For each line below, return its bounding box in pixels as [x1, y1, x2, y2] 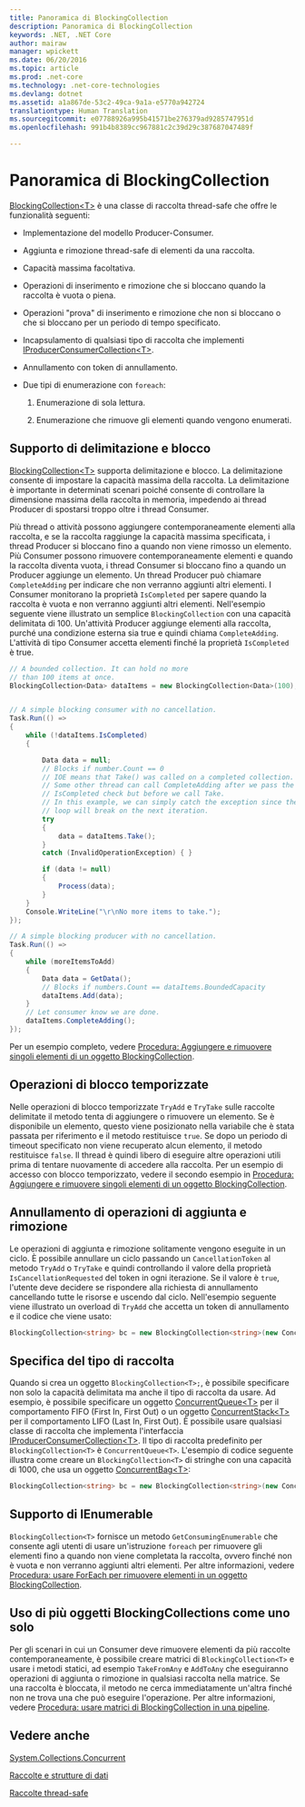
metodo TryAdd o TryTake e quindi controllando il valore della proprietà [9, 1262, 272, 1273]
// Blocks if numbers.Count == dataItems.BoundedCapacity [42, 982, 266, 992]
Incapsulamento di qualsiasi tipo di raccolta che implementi [22, 334, 245, 345]
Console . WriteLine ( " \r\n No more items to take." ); [25, 907, 221, 916]
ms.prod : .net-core [9, 73, 84, 82]
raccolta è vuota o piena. [22, 290, 116, 301]
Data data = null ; [42, 755, 112, 765]
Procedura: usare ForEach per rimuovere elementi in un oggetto [9, 1569, 248, 1580]
